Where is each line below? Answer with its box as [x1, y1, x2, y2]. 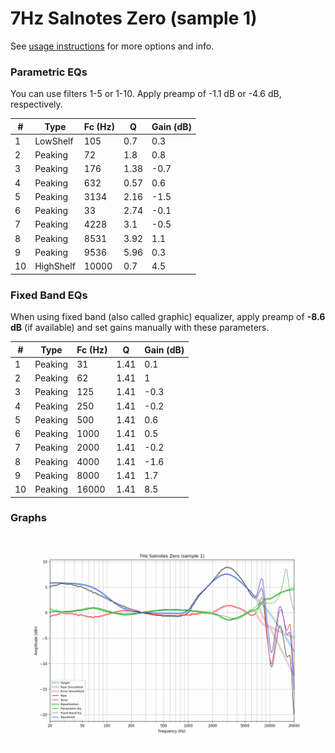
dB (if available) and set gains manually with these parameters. [10, 322, 270, 334]
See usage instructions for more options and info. [10, 40, 215, 52]
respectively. [10, 98, 63, 111]
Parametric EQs [10, 65, 88, 79]
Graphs [10, 511, 47, 525]
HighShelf [34, 260, 76, 272]
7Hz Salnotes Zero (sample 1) [10, 7, 258, 30]
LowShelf [34, 135, 74, 147]
